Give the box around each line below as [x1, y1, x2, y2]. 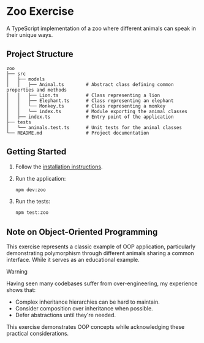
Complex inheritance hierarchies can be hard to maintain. [15, 298, 161, 306]
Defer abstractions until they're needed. [15, 312, 116, 319]
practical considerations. [6, 330, 69, 337]
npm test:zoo [15, 210, 49, 216]
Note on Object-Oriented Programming [6, 226, 158, 237]
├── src [6, 71, 26, 77]
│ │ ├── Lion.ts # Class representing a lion [6, 92, 161, 98]
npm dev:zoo [15, 186, 46, 193]
